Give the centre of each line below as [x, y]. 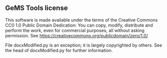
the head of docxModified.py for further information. [59, 50]
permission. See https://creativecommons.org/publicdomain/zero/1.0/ [77, 35]
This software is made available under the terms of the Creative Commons [82, 20]
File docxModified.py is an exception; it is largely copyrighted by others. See [84, 45]
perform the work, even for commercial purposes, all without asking [75, 30]
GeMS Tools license [37, 8]
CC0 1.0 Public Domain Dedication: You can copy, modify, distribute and [79, 25]
